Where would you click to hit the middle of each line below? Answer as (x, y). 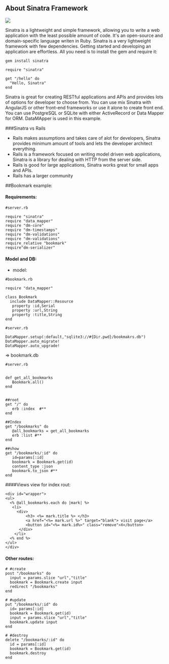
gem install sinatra (27, 61)
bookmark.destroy (28, 653)
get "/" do (17, 405)
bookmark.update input (34, 622)
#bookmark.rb (19, 280)
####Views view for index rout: (38, 485)
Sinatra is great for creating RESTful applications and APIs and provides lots (84, 97)
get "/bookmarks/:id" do (31, 453)
